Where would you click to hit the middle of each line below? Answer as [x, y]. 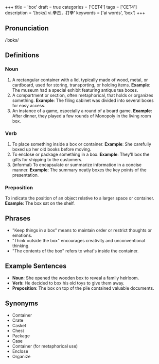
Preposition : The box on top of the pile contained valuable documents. [83, 288]
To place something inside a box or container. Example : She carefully [82, 144]
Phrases [18, 219]
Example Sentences [36, 266]
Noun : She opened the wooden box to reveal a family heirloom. [76, 278]
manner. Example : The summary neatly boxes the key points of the [79, 170]
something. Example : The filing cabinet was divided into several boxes [83, 100]
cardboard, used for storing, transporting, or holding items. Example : [81, 85]
